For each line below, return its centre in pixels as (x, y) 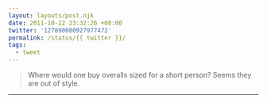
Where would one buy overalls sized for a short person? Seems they (139, 75)
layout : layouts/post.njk (51, 15)
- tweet (28, 52)
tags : (17, 45)
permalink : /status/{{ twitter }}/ (67, 38)
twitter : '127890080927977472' (60, 30)
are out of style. (54, 83)
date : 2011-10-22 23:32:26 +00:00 (66, 23)
